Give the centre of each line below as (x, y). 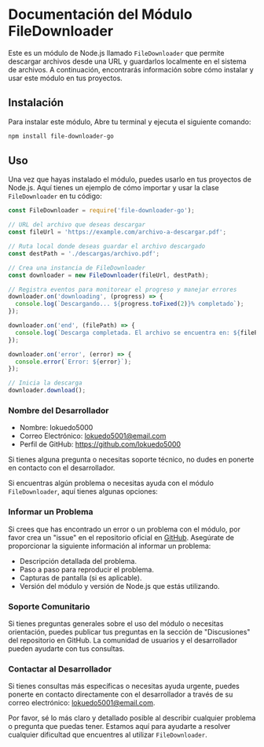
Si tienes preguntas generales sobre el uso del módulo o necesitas (116, 624)
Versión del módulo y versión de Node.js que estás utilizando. (119, 586)
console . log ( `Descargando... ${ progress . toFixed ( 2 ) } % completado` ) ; (130, 304)
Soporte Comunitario (49, 606)
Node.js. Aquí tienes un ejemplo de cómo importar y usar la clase (114, 188)
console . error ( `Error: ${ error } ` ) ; (73, 362)
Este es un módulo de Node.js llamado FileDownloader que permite (116, 53)
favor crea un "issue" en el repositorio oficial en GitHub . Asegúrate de (121, 537)
